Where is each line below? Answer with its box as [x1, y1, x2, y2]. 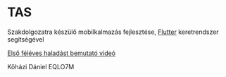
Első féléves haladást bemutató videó [7, 49, 116, 57]
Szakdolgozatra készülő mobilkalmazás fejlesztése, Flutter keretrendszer [7, 28, 220, 36]
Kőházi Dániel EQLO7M [7, 62, 75, 71]
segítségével [7, 35, 44, 43]
